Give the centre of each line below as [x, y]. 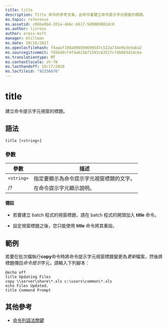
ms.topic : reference [27, 19]
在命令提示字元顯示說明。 [64, 188]
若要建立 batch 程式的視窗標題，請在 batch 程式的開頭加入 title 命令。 [86, 215]
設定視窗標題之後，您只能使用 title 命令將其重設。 [65, 226]
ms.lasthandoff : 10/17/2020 [35, 67]
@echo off [16, 273]
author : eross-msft [26, 34]
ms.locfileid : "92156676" [32, 72]
